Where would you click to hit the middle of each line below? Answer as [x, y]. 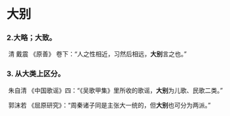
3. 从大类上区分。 [36, 74]
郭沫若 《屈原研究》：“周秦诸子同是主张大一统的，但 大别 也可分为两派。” [109, 105]
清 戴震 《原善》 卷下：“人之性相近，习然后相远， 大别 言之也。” [98, 54]
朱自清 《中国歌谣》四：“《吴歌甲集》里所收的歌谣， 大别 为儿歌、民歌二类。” [116, 90]
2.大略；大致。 [31, 38]
